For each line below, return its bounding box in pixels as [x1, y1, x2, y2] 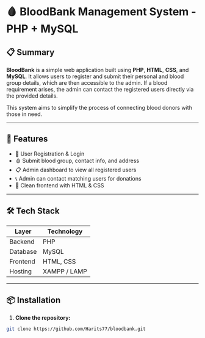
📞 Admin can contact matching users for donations [15, 174, 142, 182]
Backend [9, 237, 35, 246]
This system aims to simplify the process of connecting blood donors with [6, 104, 192, 111]
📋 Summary [6, 47, 55, 57]
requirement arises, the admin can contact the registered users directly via [6, 86, 194, 93]
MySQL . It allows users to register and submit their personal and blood [6, 73, 184, 80]
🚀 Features [6, 134, 48, 144]
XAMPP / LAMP [42, 267, 87, 275]
